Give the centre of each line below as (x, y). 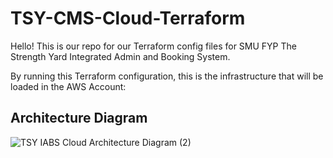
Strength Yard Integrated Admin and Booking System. (120, 56)
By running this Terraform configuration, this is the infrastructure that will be (167, 76)
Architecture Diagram (79, 118)
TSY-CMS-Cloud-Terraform (128, 18)
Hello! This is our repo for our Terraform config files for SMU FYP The (153, 46)
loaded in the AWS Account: (68, 86)
